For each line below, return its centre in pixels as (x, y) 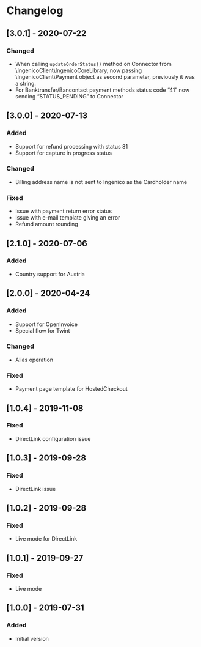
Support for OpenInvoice (46, 324)
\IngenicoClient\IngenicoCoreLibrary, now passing (79, 70)
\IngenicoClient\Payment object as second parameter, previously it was (105, 76)
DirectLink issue (35, 489)
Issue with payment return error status (64, 211)
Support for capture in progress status (63, 153)
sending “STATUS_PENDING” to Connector (69, 96)
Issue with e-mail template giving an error (68, 218)
